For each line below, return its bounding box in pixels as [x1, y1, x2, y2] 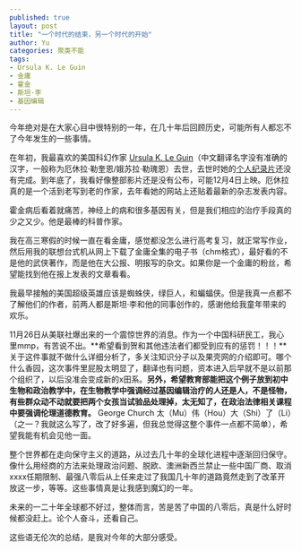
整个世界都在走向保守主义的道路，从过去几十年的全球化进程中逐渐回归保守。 [9, 449, 292, 460]
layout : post [9, 22, 58, 30]
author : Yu [9, 38, 50, 47]
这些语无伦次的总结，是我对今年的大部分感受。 [9, 532, 182, 543]
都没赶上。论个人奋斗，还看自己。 [16, 512, 143, 524]
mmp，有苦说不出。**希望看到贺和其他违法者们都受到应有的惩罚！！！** [16, 340, 288, 351]
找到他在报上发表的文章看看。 [24, 269, 135, 280]
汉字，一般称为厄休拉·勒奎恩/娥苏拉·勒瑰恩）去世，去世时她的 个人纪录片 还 [9, 163, 284, 175]
